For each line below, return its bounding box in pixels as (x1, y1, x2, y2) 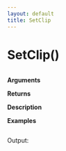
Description (7, 103, 42, 112)
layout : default (7, 10, 54, 17)
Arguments (7, 76, 41, 85)
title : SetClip (7, 17, 51, 24)
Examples (7, 117, 37, 125)
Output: (7, 136, 29, 145)
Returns (7, 89, 31, 98)
